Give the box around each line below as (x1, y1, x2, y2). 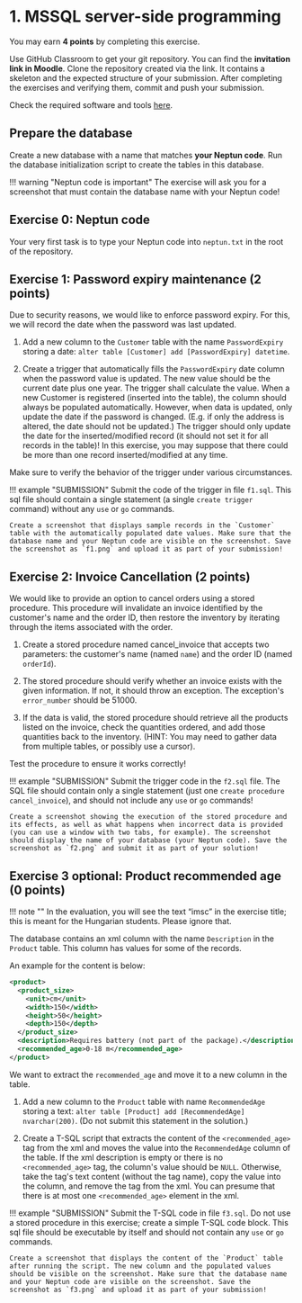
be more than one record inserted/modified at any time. (22, 450, 228, 461)
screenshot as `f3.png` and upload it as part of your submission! (9, 1285, 268, 1294)
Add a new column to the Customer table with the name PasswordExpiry (22, 337, 284, 347)
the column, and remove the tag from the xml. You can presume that (22, 1181, 276, 1191)
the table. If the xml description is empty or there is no (22, 1152, 224, 1163)
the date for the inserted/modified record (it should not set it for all (22, 430, 269, 442)
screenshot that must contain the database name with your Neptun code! (9, 186, 280, 197)
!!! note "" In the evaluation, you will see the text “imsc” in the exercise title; (9, 906, 288, 917)
